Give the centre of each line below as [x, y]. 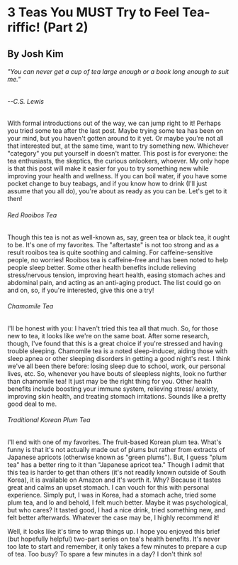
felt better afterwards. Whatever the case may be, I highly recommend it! [113, 517]
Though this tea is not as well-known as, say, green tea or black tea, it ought [119, 237]
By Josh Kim [35, 54]
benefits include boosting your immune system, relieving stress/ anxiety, [113, 389]
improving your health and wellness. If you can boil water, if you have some [117, 176]
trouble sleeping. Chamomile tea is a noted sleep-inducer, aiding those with [118, 351]
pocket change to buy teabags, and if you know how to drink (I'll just [107, 184]
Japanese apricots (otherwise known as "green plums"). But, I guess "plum [117, 457]
